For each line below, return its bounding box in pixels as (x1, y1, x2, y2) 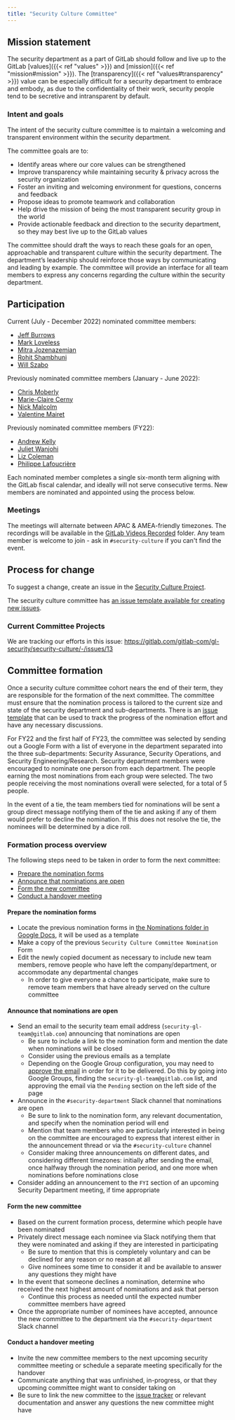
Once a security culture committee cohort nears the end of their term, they (7, 683, 223, 691)
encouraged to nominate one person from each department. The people (7, 764, 216, 772)
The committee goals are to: (7, 147, 89, 155)
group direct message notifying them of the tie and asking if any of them (7, 807, 217, 816)
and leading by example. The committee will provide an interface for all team (7, 263, 229, 271)
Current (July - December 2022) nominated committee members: (7, 317, 196, 325)
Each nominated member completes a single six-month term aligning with (7, 473, 220, 481)
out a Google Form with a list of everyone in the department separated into (7, 741, 223, 750)
